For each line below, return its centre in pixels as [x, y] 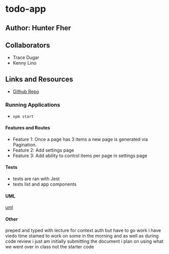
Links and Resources [39, 79]
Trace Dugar [26, 57]
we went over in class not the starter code [50, 247]
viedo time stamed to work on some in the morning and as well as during [82, 236]
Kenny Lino [25, 63]
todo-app [26, 9]
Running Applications [33, 105]
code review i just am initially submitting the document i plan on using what [84, 241]
